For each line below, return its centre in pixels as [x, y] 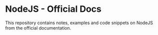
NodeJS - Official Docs [53, 9]
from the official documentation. [38, 28]
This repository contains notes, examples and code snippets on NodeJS [79, 23]
